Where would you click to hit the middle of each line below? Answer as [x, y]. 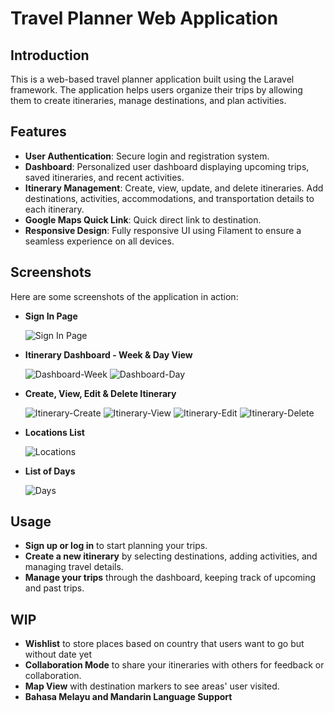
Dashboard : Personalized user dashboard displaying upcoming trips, [167, 166]
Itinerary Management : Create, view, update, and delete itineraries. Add [174, 188]
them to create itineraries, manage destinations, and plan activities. [148, 100]
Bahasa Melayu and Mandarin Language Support [128, 697]
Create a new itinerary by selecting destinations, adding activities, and [171, 556]
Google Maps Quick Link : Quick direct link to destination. [143, 219]
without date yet [58, 654]
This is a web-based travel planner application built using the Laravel [152, 79]
